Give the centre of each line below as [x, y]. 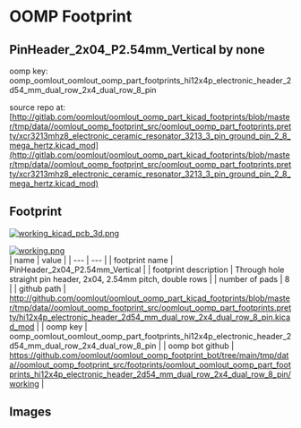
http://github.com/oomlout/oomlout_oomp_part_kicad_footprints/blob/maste [150, 298]
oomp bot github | [201, 346]
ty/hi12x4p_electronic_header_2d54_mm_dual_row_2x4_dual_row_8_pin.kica [150, 317]
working [25, 383]
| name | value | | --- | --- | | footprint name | [91, 260]
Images [30, 412]
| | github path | [38, 288]
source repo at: [37, 107]
